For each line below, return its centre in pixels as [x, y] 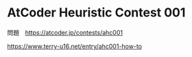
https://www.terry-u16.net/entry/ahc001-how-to [75, 46]
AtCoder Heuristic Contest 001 [96, 13]
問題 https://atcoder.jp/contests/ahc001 [65, 32]
